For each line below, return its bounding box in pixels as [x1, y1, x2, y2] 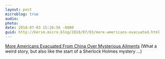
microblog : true [5, 12, 39, 17]
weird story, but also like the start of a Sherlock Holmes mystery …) [5, 48, 142, 54]
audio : [5, 16, 19, 21]
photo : [5, 20, 19, 26]
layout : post [5, 7, 32, 12]
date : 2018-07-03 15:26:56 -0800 [5, 25, 74, 30]
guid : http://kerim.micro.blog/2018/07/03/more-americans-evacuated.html [5, 30, 161, 35]
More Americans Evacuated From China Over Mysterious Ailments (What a [5, 43, 157, 49]
